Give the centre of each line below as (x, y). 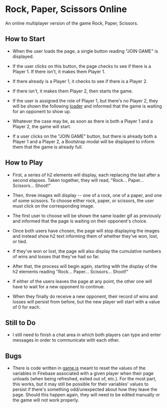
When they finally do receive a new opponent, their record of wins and (85, 296)
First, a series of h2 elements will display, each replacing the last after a (86, 175)
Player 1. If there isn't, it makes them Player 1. (59, 71)
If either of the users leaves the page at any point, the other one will (82, 281)
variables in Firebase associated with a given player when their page (83, 373)
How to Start (25, 39)
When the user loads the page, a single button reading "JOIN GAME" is (85, 51)
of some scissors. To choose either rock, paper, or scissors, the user (83, 200)
